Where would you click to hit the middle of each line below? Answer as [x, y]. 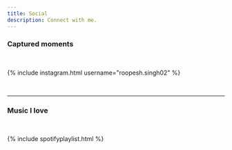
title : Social [28, 13]
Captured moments [40, 44]
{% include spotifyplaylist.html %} [56, 139]
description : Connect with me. [52, 20]
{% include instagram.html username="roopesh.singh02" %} [94, 73]
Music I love [28, 110]
